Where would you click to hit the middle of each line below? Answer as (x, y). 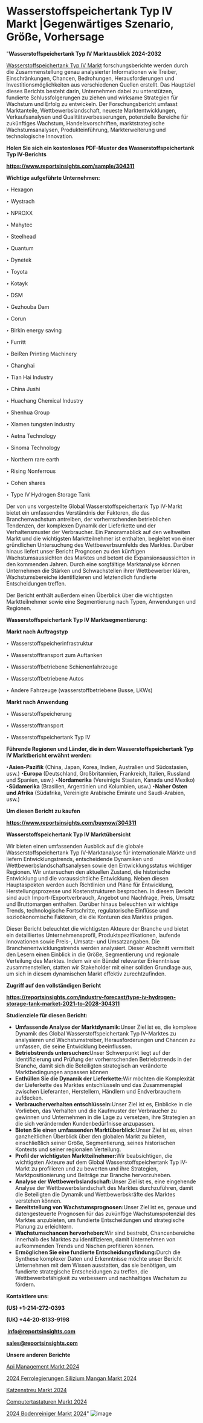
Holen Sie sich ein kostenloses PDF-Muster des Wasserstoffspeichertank (100, 148)
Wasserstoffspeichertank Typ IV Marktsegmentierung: (77, 619)
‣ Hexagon (20, 190)
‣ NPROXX (20, 213)
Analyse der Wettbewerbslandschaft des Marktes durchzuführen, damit (104, 1187)
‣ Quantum (20, 248)
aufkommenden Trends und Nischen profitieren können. (85, 1246)
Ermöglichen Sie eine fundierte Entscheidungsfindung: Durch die (98, 1252)
